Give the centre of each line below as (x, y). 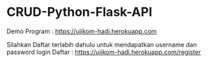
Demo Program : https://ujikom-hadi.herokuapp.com (82, 31)
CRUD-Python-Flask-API (80, 12)
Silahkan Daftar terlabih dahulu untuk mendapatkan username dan (102, 44)
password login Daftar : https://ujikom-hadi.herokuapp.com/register (104, 52)
